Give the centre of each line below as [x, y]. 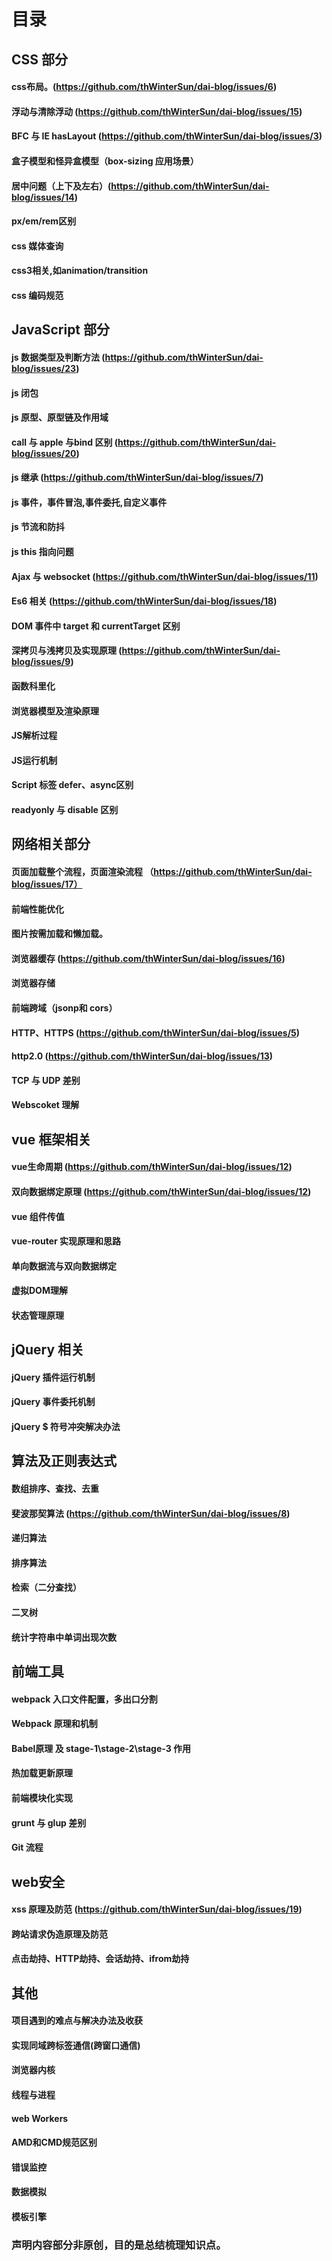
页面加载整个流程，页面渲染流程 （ [82, 871]
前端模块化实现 [42, 1797]
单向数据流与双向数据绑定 [64, 1266]
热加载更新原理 [42, 1773]
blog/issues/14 [43, 197]
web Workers [40, 2118]
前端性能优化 [37, 909]
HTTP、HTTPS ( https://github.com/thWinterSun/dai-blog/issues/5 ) [156, 1032]
